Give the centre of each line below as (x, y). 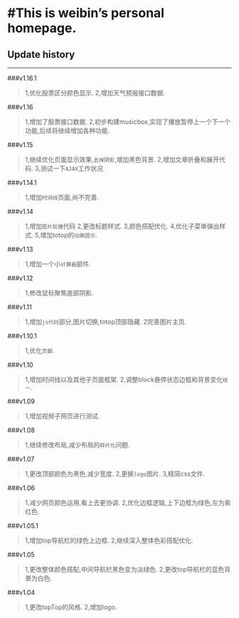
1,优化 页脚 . (39, 351)
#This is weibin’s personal (86, 13)
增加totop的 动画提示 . (69, 235)
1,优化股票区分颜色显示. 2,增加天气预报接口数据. (95, 93)
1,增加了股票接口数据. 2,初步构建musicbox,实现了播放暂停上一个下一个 (128, 122)
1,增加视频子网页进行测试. (62, 416)
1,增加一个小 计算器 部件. (58, 264)
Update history (41, 54)
